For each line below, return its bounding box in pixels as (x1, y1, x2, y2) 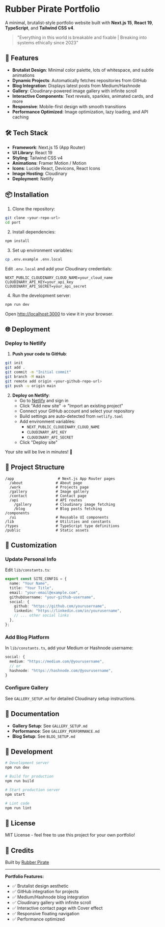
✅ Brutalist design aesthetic (12, 883, 69, 889)
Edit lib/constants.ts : (5, 567, 51, 573)
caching (12, 114, 29, 120)
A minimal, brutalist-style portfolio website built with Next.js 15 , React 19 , (5, 20, 153, 26)
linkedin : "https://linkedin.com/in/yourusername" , (14, 608, 122, 613)
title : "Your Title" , (9, 585, 54, 590)
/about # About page (9, 480, 82, 485)
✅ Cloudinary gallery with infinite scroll (12, 899, 91, 905)
